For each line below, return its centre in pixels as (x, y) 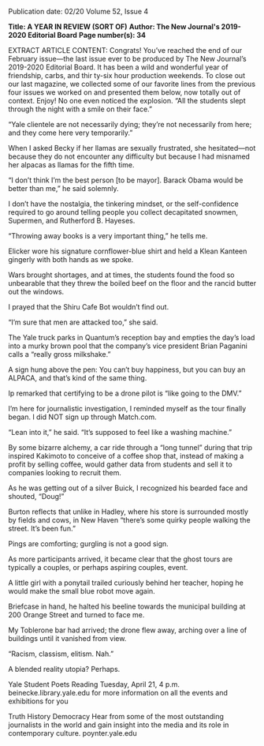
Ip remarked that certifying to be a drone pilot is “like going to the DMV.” (125, 393)
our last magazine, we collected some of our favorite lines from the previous (132, 84)
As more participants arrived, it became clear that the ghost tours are (121, 559)
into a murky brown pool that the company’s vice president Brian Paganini (128, 346)
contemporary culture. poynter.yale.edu (73, 733)
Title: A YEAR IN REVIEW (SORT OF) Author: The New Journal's (114, 26)
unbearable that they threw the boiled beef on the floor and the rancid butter (132, 283)
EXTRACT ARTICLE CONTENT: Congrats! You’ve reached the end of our (125, 50)
